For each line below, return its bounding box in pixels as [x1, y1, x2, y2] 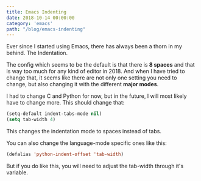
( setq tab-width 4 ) [6, 117, 56, 123]
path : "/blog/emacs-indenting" [6, 26, 86, 32]
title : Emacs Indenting [6, 9, 67, 15]
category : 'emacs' [6, 20, 53, 26]
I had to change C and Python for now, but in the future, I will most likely [6, 92, 187, 100]
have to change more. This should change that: [6, 99, 125, 106]
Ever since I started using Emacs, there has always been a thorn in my [6, 43, 183, 50]
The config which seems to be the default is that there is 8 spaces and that [6, 61, 195, 68]
